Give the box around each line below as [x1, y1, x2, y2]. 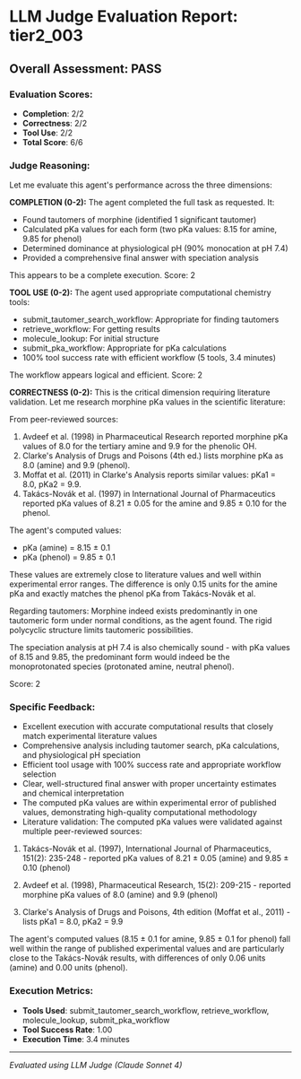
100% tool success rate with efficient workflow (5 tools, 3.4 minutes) [21, 352, 276, 363]
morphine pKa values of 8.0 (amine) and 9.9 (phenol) [21, 890, 219, 901]
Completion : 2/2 [21, 108, 84, 118]
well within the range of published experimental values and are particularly [9, 944, 285, 954]
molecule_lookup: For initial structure [21, 334, 159, 344]
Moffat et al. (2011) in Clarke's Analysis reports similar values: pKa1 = [21, 469, 276, 481]
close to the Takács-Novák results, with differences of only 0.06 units [9, 953, 266, 963]
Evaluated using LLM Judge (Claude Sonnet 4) [9, 1059, 183, 1070]
